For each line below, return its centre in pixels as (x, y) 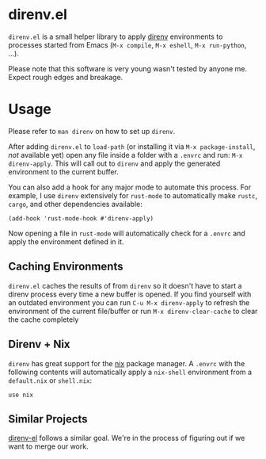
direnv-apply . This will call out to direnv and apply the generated (114, 163)
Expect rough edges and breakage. (66, 77)
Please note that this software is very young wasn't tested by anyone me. (128, 68)
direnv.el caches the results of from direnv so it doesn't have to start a (125, 285)
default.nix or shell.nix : (50, 380)
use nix (21, 395)
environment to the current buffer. (63, 171)
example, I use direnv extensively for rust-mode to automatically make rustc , (133, 195)
